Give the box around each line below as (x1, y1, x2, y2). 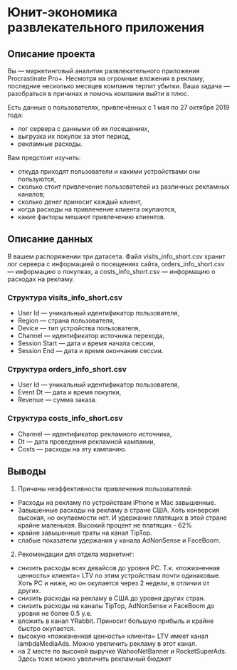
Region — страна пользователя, (17, 316, 115, 325)
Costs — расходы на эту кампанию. (17, 444, 127, 453)
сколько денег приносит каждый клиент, (17, 197, 142, 206)
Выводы (7, 466, 46, 478)
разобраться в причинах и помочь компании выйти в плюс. (7, 90, 190, 98)
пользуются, (17, 175, 56, 183)
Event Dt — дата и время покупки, (17, 388, 122, 397)
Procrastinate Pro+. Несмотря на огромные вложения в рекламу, (7, 74, 205, 83)
